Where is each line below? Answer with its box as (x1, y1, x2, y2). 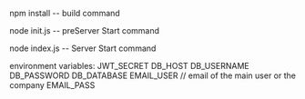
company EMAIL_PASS (9, 80, 96, 90)
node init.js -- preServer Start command (9, 25, 160, 35)
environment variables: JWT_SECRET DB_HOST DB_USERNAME (9, 61, 249, 71)
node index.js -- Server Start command (9, 43, 157, 54)
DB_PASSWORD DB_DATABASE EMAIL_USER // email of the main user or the (9, 70, 296, 81)
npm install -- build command (9, 8, 120, 18)
